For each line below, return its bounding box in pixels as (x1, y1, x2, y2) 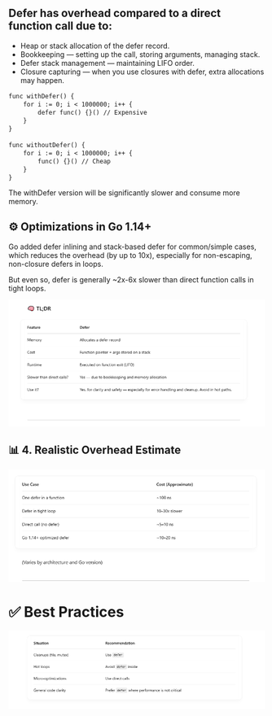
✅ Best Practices (8, 602, 125, 621)
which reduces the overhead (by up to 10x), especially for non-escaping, (8, 250, 252, 260)
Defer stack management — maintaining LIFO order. (20, 58, 195, 68)
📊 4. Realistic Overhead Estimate (8, 443, 182, 457)
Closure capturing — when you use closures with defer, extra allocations (20, 67, 265, 76)
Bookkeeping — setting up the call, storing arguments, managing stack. (20, 49, 261, 59)
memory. (8, 196, 38, 206)
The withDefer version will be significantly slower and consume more (8, 187, 240, 198)
